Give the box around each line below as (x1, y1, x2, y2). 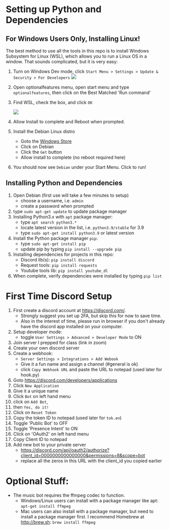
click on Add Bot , (13, 399, 48, 405)
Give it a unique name (13, 388, 59, 394)
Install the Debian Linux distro (13, 128, 75, 135)
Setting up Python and (6, 4, 102, 15)
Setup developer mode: (13, 329, 62, 335)
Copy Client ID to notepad (13, 436, 67, 442)
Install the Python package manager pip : (13, 235, 98, 241)
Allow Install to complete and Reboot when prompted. (13, 119, 125, 124)
